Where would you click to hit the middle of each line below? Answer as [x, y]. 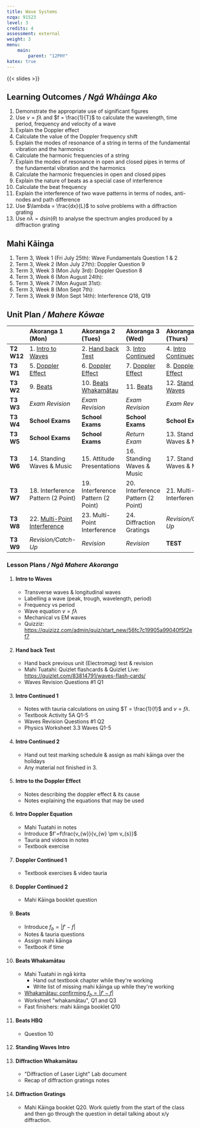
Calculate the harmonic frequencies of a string [72, 156]
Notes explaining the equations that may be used [84, 801]
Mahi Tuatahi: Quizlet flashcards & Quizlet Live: [82, 670]
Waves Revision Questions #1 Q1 [64, 682]
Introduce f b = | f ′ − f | [50, 927]
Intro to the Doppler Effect [48, 781]
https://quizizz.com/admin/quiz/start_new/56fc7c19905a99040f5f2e [108, 630]
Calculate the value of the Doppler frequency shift [77, 137]
